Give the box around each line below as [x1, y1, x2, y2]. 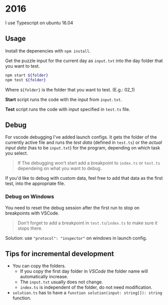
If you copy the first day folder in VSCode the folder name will [20, 268, 148, 274]
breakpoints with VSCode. [5, 210, 59, 216]
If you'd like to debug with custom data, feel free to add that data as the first [5, 175, 163, 181]
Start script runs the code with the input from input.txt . [5, 96, 122, 103]
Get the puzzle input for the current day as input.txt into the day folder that [5, 58, 163, 64]
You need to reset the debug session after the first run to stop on [5, 205, 140, 211]
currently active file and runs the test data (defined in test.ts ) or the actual [5, 139, 162, 145]
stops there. [17, 225, 43, 231]
